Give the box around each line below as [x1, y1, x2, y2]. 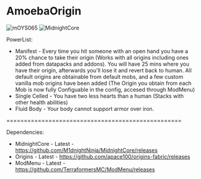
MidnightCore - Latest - [15, 140, 74, 147]
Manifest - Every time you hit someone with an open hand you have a [15, 47, 189, 55]
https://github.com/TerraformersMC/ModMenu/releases [15, 166, 156, 173]
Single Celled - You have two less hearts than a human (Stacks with [15, 92, 184, 99]
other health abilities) [15, 98, 68, 106]
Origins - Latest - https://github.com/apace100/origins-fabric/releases [15, 152, 191, 160]
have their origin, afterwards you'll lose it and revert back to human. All [15, 66, 192, 74]
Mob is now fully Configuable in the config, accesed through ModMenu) [15, 86, 196, 93]
